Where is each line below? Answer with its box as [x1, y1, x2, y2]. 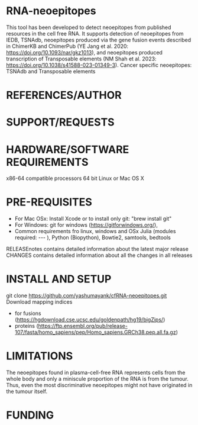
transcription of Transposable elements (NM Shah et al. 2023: [6, 55, 157, 62]
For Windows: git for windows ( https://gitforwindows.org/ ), [14, 221, 158, 228]
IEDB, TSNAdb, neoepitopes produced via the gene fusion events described [6, 36, 191, 43]
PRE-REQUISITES [6, 195, 93, 209]
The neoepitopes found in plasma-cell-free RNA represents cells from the [6, 369, 186, 376]
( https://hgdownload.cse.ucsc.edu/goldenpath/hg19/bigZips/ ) [14, 316, 165, 323]
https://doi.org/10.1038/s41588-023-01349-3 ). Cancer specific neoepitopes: [6, 61, 192, 69]
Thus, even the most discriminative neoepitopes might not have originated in [6, 382, 193, 389]
